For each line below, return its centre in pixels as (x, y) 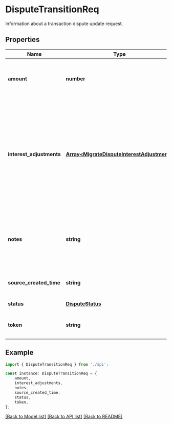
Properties (23, 40)
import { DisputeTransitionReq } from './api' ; (57, 364)
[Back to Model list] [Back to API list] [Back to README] (64, 417)
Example (19, 353)
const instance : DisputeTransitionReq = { (51, 374)
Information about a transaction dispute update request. (64, 24)
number (76, 79)
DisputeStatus (83, 304)
